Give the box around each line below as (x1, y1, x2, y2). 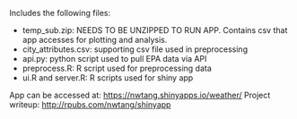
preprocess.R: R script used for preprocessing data (22, 63, 213, 73)
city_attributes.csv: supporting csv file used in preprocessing (22, 44, 249, 55)
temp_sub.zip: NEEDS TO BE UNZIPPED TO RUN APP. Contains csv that (22, 25, 288, 35)
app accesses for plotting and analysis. (22, 35, 168, 45)
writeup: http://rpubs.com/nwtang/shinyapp (9, 99, 171, 110)
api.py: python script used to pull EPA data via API (22, 54, 207, 64)
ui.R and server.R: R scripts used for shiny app (22, 72, 194, 83)
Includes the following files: (9, 8, 110, 18)
